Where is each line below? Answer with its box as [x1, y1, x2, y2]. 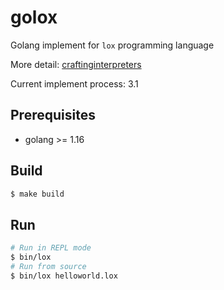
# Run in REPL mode [10, 243, 92, 253]
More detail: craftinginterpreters [10, 58, 142, 70]
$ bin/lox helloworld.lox [10, 271, 118, 281]
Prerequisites [10, 107, 96, 124]
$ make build [10, 189, 65, 199]
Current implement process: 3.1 [10, 77, 139, 90]
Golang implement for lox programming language [10, 39, 215, 51]
